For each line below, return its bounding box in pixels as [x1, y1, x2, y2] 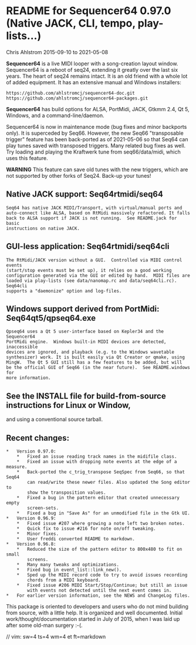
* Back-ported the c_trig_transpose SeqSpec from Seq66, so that [16, 469, 185, 475]
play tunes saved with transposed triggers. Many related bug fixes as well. [6, 142, 186, 149]
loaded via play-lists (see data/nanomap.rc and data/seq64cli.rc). [6, 278, 177, 284]
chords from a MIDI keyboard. [27, 577, 101, 583]
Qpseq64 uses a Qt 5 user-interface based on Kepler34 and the [6, 328, 164, 335]
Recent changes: [6, 433, 69, 443]
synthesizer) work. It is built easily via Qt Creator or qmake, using [6, 354, 185, 360]
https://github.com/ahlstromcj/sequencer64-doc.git [6, 90, 135, 96]
